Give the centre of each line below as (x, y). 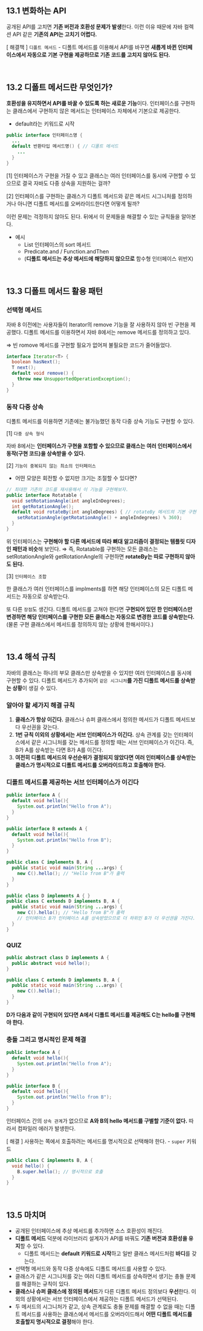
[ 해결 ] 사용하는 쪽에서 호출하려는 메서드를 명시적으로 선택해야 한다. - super (96, 1141)
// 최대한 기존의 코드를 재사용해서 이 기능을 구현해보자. (67, 489)
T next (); (24, 368)
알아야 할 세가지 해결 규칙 (41, 705)
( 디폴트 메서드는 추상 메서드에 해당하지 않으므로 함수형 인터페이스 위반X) (109, 258)
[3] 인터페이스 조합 (27, 576)
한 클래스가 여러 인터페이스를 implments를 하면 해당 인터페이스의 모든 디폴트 (97, 588)
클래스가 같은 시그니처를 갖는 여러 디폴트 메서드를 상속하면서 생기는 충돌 (100, 1276)
